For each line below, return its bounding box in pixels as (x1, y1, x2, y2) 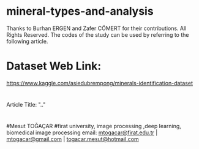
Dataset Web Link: (6, 59, 102, 73)
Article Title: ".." (6, 101, 46, 109)
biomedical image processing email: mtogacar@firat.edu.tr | (6, 129, 158, 136)
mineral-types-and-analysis (6, 4, 154, 18)
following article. (6, 37, 48, 45)
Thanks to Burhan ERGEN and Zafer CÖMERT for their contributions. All (6, 25, 187, 32)
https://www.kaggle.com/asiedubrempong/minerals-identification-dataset (6, 79, 193, 86)
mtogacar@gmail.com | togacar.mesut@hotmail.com (6, 136, 139, 143)
